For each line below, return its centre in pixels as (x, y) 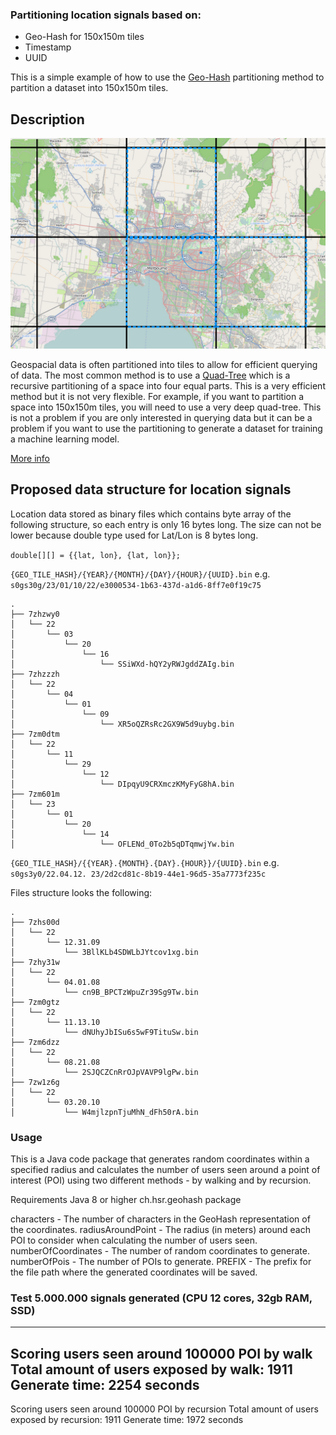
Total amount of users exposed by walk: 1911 (151, 1369)
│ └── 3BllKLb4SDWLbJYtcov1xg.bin (104, 952)
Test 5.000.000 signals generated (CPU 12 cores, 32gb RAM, (161, 1298)
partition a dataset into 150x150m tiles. (89, 88)
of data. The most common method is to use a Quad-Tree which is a (150, 375)
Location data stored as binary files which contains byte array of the (151, 514)
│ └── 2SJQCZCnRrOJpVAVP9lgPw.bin (104, 1072)
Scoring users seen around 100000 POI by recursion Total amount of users (164, 1409)
